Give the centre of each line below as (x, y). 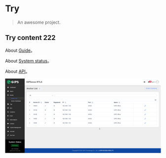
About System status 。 (28, 61)
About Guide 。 (20, 50)
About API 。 (18, 71)
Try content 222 (30, 38)
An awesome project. (39, 22)
